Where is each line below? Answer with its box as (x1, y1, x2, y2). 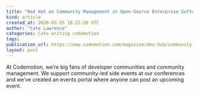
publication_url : (6, 42, 49, 48)
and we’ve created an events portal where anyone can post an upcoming (6, 76, 184, 83)
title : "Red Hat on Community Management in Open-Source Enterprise (6, 8, 179, 15)
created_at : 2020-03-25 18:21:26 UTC (6, 20, 99, 25)
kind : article (6, 14, 41, 20)
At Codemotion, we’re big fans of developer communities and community (6, 63, 185, 70)
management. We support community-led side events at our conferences (6, 69, 185, 77)
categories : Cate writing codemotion (6, 31, 99, 37)
